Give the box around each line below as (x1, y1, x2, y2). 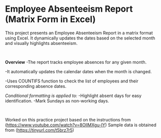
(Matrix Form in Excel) (5, 14, 96, 25)
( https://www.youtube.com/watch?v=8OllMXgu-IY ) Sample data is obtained (5, 122, 157, 128)
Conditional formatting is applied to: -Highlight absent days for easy (5, 93, 142, 99)
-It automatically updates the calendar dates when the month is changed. (5, 68, 152, 74)
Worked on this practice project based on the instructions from (5, 117, 131, 122)
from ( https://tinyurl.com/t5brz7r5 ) (5, 127, 74, 133)
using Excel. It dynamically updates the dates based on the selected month (5, 35, 156, 41)
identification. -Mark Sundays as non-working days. (5, 98, 109, 103)
